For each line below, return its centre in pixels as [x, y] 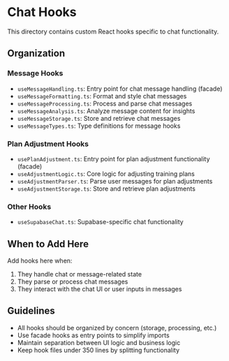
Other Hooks [29, 207]
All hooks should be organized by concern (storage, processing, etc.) [117, 327]
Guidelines [31, 311]
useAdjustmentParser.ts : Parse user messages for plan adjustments [115, 181]
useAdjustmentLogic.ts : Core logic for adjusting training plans [106, 174]
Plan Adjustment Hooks [48, 144]
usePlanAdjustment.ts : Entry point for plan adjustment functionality [114, 159]
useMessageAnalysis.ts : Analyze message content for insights [106, 111]
